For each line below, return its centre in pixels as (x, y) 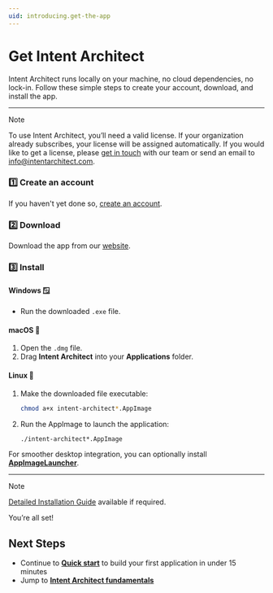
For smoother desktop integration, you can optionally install (108, 454)
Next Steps (37, 543)
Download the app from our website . (70, 246)
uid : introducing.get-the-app (60, 16)
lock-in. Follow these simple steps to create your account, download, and (131, 87)
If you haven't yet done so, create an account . (85, 203)
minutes (33, 572)
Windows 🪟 (29, 290)
